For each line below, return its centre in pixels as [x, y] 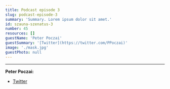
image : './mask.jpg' [27, 48]
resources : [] [20, 33]
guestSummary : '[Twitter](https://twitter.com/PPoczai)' [67, 43]
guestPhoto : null [24, 52]
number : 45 [17, 29]
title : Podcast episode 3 [32, 10]
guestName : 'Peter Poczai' [34, 38]
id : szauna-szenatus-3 [29, 24]
